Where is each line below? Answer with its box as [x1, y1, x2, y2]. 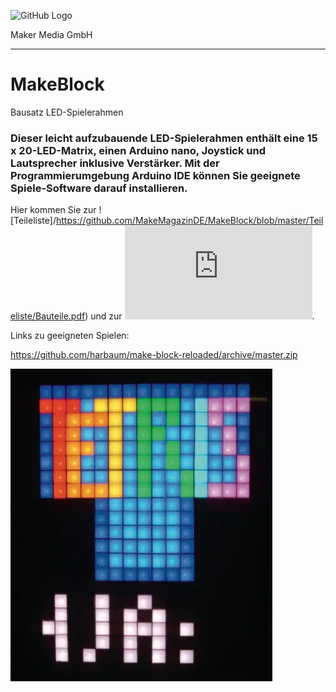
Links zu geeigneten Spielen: [10, 330, 130, 342]
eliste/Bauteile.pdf [10, 310, 86, 322]
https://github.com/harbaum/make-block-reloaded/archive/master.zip [10, 349, 298, 361]
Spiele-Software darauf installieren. [10, 181, 188, 195]
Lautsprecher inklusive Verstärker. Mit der [10, 156, 220, 170]
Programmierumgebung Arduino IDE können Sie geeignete [10, 168, 301, 182]
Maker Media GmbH [10, 29, 93, 40]
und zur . [90, 310, 315, 322]
